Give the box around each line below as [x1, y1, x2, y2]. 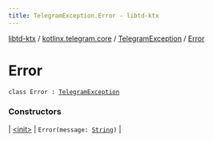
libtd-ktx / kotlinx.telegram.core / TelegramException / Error [8, 34, 205, 43]
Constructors [8, 106, 62, 117]
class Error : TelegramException [8, 88, 120, 96]
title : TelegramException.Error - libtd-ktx [8, 11, 159, 20]
